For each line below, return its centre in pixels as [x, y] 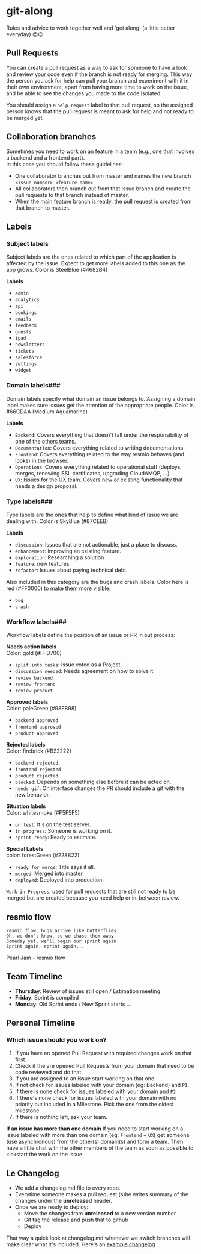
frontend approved [38, 727]
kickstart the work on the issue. [45, 1155]
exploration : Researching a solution [59, 557]
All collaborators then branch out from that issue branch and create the [103, 189]
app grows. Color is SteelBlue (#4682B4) [57, 270]
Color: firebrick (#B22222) [39, 751]
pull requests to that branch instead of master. [72, 195]
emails [23, 319]
